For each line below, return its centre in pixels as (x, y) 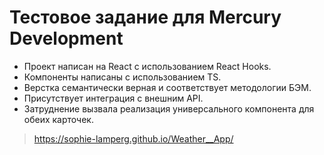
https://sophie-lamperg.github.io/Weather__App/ (133, 138)
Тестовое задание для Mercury (145, 17)
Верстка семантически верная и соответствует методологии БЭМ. (167, 87)
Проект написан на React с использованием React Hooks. (147, 66)
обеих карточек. (58, 119)
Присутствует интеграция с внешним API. (113, 98)
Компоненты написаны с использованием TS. (122, 77)
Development (66, 38)
